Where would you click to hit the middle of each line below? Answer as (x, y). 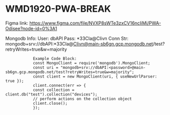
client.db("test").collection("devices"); (51, 94)
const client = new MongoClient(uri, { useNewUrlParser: (95, 76)
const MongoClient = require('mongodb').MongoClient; (91, 63)
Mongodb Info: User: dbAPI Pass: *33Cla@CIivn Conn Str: (67, 38)
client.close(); (50, 103)
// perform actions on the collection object (82, 99)
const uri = (45, 67)
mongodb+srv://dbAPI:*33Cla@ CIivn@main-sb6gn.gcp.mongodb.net (79, 43)
